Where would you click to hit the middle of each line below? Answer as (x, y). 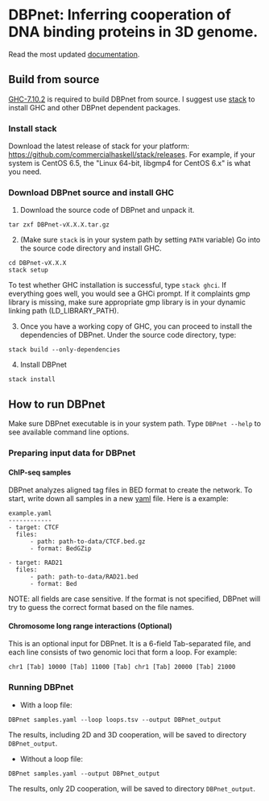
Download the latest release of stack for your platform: (99, 146)
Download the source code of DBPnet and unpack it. (107, 210)
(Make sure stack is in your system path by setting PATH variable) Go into (140, 240)
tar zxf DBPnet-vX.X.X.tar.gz (59, 225)
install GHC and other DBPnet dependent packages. (95, 107)
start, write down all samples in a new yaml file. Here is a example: (118, 499)
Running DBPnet (41, 687)
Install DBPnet (43, 365)
